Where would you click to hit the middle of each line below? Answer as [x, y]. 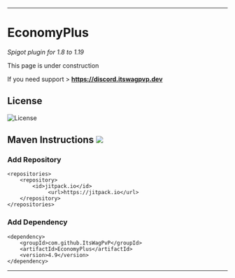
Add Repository [34, 160]
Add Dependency [37, 222]
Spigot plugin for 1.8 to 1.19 [46, 52]
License [25, 101]
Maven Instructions [51, 140]
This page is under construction [53, 65]
